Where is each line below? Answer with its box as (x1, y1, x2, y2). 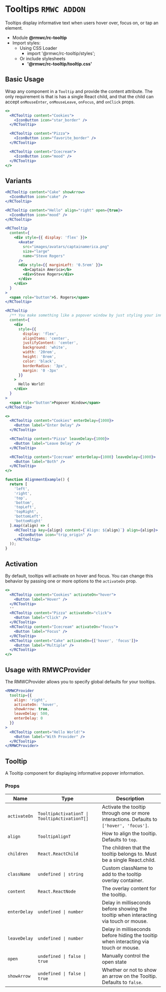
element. (5, 25, 23, 31)
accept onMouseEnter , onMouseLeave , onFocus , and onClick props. (5, 99, 135, 105)
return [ (9, 482, 28, 487)
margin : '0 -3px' (23, 368, 58, 373)
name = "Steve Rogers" (23, 253, 65, 258)
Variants (5, 176, 32, 185)
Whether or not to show (102, 967, 157, 974)
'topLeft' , (14, 505, 37, 510)
